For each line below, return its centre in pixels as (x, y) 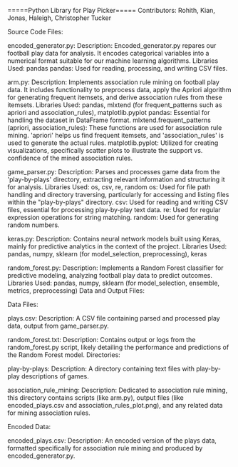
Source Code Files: (35, 32)
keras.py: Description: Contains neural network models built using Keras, (114, 239)
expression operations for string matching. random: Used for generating (113, 217)
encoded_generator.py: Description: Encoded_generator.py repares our (112, 45)
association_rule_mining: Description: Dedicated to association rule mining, (118, 390)
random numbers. (33, 225)
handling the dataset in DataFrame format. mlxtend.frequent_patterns (109, 120)
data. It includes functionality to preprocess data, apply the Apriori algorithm (119, 90)
